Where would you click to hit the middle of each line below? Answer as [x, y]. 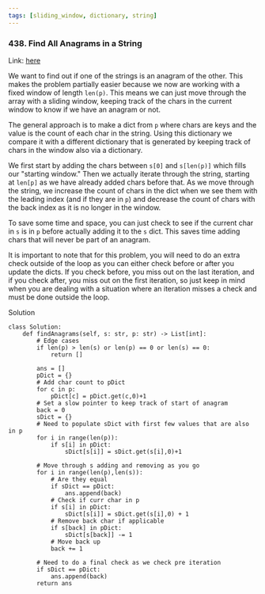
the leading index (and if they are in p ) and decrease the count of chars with [132, 199]
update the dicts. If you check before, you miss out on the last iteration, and [131, 272]
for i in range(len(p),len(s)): [90, 472]
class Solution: [35, 327]
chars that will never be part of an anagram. [79, 239]
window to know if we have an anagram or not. [84, 109]
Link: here [25, 60]
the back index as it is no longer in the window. [85, 208]
